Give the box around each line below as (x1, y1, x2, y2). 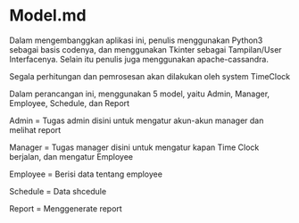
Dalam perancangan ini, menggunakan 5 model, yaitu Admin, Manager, (9, 88, 270, 99)
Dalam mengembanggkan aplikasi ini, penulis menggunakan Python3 (9, 35, 263, 45)
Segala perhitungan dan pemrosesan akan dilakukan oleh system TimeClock (9, 70, 291, 81)
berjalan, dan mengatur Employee (9, 151, 134, 161)
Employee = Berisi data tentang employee (9, 169, 163, 179)
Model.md (9, 5, 87, 26)
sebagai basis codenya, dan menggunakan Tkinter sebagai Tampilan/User (9, 44, 283, 54)
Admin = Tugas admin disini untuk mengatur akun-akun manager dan (9, 115, 264, 126)
